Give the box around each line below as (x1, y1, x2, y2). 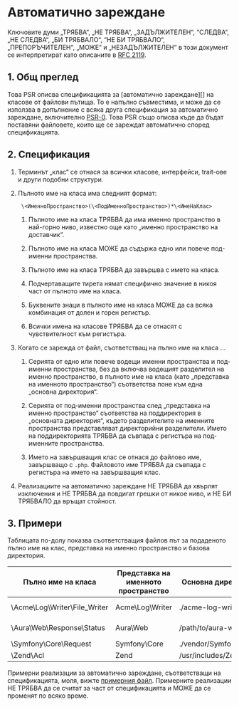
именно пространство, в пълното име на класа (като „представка (28, 372, 230, 381)
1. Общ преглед (7, 71, 79, 83)
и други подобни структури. (17, 175, 104, 184)
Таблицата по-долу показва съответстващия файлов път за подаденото (7, 536, 226, 545)
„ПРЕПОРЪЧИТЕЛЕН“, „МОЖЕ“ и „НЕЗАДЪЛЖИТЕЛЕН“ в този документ (7, 43, 229, 51)
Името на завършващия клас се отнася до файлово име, (28, 453, 201, 461)
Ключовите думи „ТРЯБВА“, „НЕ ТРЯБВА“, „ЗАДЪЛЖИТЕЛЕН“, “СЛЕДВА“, (7, 28, 230, 36)
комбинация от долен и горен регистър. (28, 308, 152, 317)
